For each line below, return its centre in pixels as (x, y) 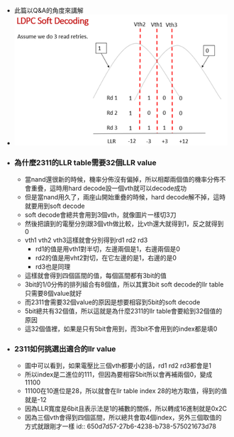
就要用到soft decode (55, 206)
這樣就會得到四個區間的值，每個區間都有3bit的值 (95, 275)
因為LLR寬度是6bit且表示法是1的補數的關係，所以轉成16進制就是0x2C (126, 409)
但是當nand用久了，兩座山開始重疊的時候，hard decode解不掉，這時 (125, 197)
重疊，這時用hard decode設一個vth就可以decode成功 (108, 188)
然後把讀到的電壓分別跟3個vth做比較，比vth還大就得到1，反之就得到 (124, 223)
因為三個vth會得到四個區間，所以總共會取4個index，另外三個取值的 (123, 418)
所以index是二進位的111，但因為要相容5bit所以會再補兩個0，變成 (118, 375)
